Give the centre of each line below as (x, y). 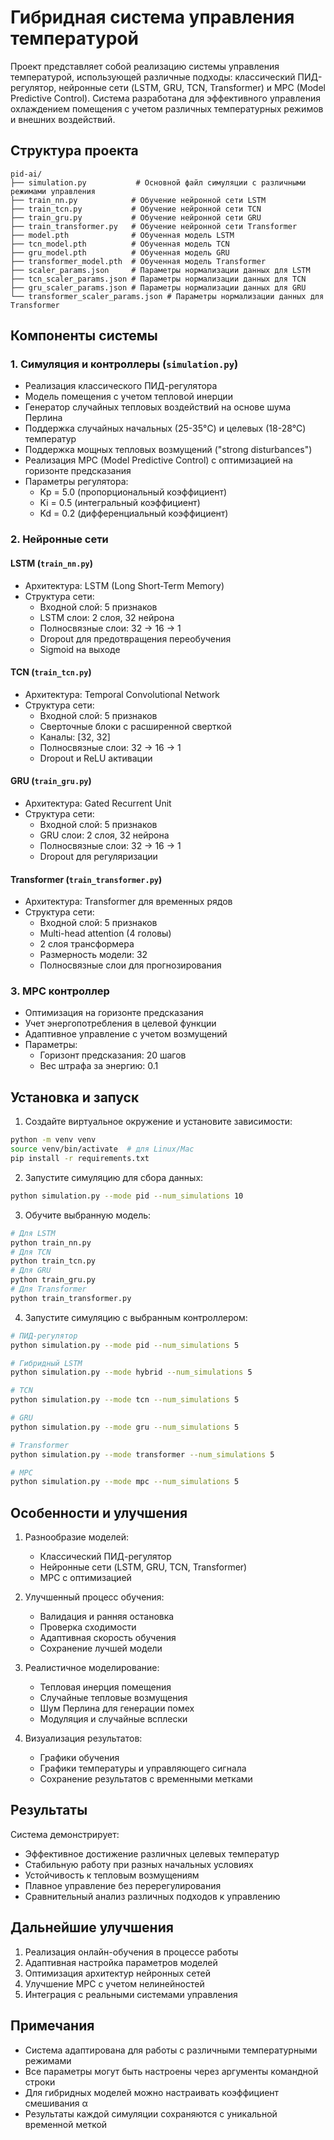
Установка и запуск (75, 1097)
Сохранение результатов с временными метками (146, 1779)
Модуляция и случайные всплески (113, 1719)
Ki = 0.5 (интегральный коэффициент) (120, 503)
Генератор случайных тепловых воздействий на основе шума (158, 407)
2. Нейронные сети (59, 539)
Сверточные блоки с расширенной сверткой (135, 726)
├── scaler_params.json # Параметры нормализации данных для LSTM (160, 270)
